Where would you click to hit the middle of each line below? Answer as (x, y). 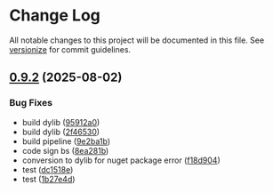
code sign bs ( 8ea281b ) (65, 150)
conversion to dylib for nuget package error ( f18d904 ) (121, 160)
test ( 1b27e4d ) (48, 179)
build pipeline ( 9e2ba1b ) (66, 141)
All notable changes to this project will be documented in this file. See (137, 40)
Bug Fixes (31, 103)
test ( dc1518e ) (48, 169)
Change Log (55, 16)
